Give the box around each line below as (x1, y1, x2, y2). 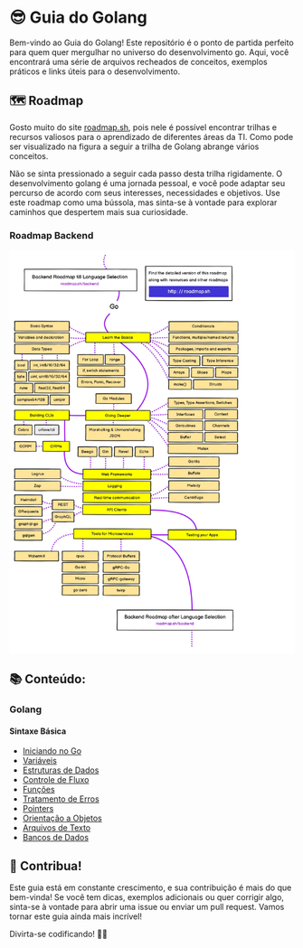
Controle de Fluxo (22, 774, 90, 785)
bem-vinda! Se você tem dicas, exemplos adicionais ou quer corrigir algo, (9, 892, 285, 903)
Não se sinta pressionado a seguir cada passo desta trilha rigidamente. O (9, 168, 283, 179)
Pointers (22, 803, 54, 814)
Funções (22, 784, 56, 795)
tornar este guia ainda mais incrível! (9, 911, 143, 922)
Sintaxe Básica (9, 726, 67, 737)
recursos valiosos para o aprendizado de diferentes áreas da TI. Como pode (9, 131, 294, 142)
